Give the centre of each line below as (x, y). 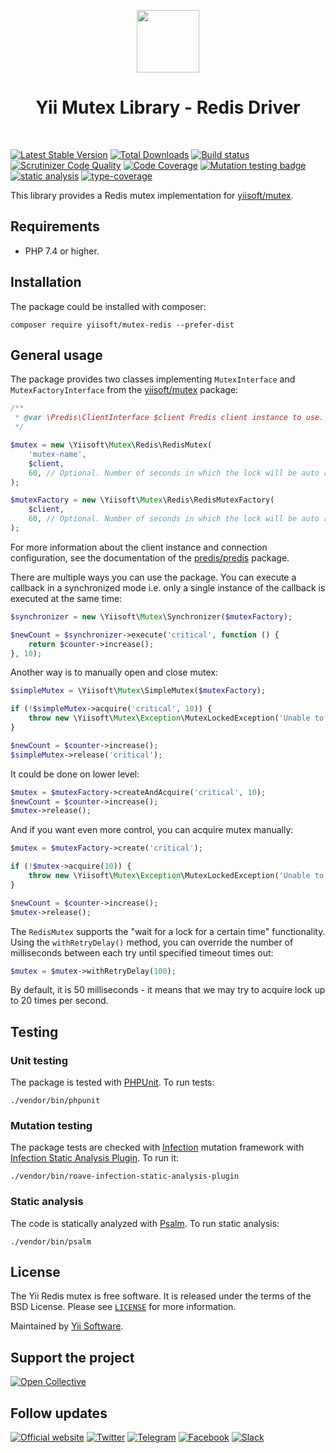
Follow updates (59, 1413)
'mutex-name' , (57, 454)
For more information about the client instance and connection (139, 547)
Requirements (55, 226)
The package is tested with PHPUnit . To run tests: (112, 1082)
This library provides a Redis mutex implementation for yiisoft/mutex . (152, 195)
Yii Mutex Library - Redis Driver (168, 107)
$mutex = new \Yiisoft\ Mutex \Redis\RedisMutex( (111, 445)
